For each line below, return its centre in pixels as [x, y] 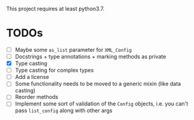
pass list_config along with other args [64, 110]
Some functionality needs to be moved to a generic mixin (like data [98, 84]
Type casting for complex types [54, 70]
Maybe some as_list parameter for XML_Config [73, 49]
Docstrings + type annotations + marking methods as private [91, 56]
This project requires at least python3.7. [55, 9]
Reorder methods [36, 97]
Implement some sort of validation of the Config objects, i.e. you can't [102, 104]
